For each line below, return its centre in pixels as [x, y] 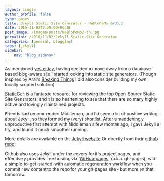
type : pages [17, 19]
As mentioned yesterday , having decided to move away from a [68, 69]
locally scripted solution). [31, 85]
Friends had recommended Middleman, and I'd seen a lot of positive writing [81, 114]
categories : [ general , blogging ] [39, 42]
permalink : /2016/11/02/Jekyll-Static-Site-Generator [61, 37]
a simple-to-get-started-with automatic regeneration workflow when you [79, 164]
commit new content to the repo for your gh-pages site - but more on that [79, 169]
